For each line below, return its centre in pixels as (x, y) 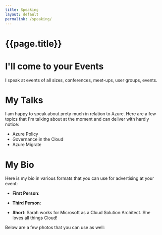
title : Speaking (22, 10)
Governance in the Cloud (38, 139)
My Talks (24, 100)
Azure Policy (25, 134)
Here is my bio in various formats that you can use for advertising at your (80, 178)
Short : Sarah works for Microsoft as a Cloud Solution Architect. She (81, 213)
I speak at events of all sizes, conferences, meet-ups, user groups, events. (81, 80)
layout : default (22, 14)
